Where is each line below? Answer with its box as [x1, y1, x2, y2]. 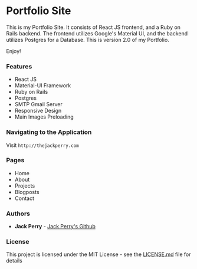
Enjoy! [6, 47, 22, 54]
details [6, 257, 22, 264]
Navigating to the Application [6, 128, 92, 136]
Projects [14, 182, 35, 189]
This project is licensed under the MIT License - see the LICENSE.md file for [6, 251, 191, 258]
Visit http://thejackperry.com [6, 142, 80, 149]
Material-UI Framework [14, 82, 71, 89]
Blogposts [14, 188, 40, 195]
